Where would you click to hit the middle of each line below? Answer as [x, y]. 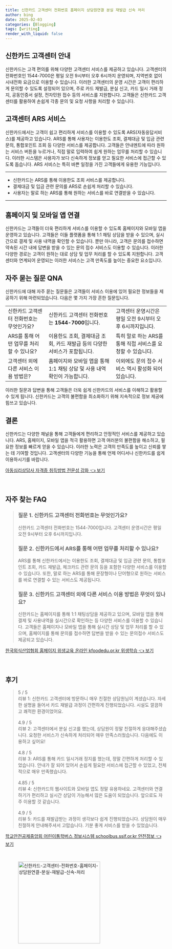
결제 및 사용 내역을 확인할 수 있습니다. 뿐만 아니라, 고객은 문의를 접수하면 [91, 241]
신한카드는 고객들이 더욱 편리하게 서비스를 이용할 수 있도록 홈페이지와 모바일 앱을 [86, 228]
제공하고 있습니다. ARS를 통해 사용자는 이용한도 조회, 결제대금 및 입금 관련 [90, 138]
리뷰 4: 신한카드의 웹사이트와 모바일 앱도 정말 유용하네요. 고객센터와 [85, 789]
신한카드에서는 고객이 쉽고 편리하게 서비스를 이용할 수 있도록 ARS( [71, 132]
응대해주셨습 [154, 729]
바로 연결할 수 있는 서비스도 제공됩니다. [62, 580]
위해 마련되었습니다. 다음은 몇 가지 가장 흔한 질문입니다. [74, 298]
